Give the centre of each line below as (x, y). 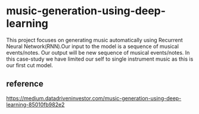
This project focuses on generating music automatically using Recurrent (94, 40)
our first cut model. (30, 65)
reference (25, 84)
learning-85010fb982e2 (35, 104)
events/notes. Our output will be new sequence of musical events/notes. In (98, 52)
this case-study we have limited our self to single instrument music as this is (100, 59)
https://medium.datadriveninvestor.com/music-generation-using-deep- (94, 98)
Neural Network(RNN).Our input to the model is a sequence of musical (92, 46)
